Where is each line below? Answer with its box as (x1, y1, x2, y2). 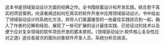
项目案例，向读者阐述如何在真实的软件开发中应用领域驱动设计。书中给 (13, 10, 156, 16)
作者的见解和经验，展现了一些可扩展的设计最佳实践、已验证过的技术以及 (13, 22, 160, 28)
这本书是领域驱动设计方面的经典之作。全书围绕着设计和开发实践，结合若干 (5, 4, 156, 10)
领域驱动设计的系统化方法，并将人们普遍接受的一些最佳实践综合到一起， (9, 17, 156, 22)
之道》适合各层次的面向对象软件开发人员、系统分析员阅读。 (9, 35, 130, 41)
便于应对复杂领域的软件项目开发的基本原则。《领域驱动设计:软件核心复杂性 (5, 29, 155, 34)
